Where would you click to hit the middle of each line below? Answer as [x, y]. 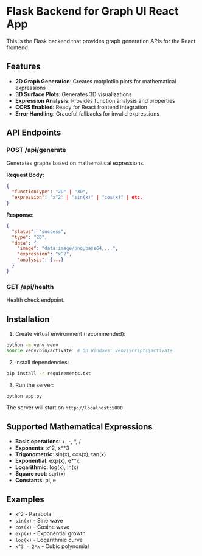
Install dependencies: [42, 362]
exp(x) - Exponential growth [50, 533]
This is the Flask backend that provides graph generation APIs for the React [101, 41]
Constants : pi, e [36, 480]
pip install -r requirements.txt [49, 373]
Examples [25, 499]
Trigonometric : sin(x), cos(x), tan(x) [61, 454]
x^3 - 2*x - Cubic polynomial [52, 546]
